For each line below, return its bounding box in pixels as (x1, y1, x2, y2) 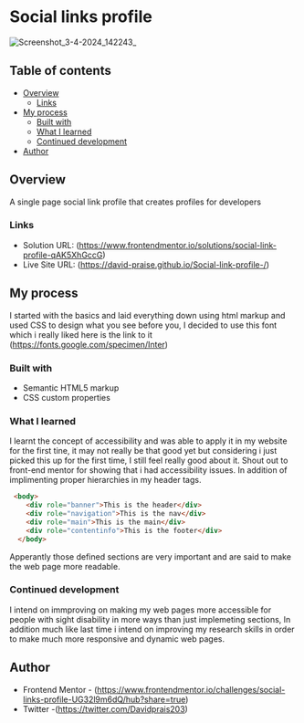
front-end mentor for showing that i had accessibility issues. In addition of (9, 465, 288, 476)
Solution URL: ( (22, 239, 79, 250)
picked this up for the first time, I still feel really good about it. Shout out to (9, 455, 288, 466)
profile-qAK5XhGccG (22, 249, 103, 260)
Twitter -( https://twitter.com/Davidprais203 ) (22, 703, 189, 714)
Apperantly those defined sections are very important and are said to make (9, 550, 292, 562)
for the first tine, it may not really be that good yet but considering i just (9, 445, 278, 456)
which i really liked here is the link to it (9, 329, 153, 340)
